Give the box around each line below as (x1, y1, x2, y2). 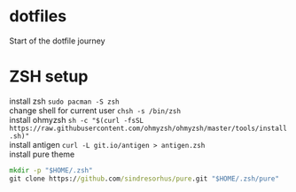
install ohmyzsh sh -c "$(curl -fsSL (9, 114, 144, 125)
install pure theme (9, 149, 75, 159)
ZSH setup (9, 66, 89, 87)
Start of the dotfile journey (9, 35, 105, 46)
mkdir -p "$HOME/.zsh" (9, 165, 93, 174)
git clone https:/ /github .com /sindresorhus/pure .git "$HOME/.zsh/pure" (9, 174, 279, 183)
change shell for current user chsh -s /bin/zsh (9, 104, 182, 116)
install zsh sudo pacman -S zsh (9, 96, 120, 106)
